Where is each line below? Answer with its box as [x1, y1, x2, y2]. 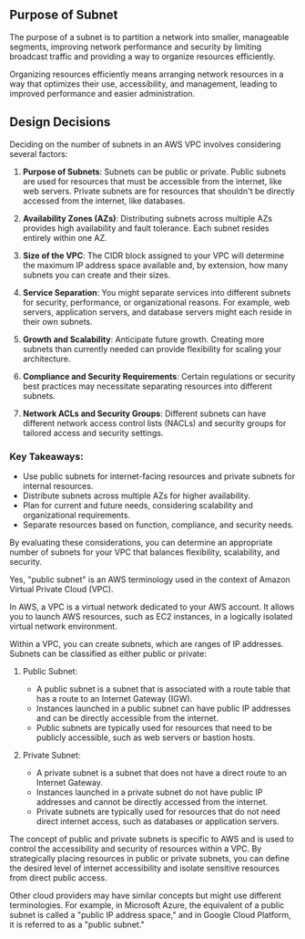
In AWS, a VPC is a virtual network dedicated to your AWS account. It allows [9, 601, 295, 612]
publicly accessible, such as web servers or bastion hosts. [36, 732, 256, 743]
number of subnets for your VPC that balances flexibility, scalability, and [9, 547, 280, 558]
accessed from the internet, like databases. [22, 195, 186, 206]
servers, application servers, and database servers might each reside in [22, 306, 292, 318]
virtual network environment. [9, 621, 118, 631]
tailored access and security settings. [22, 427, 164, 438]
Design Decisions [9, 114, 111, 130]
